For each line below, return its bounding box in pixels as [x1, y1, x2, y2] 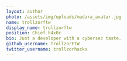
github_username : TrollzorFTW [6, 41, 80, 47]
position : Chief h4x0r [6, 30, 61, 36]
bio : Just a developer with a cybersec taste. [6, 35, 122, 41]
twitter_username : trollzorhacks [6, 46, 88, 52]
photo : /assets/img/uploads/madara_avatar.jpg [6, 14, 122, 20]
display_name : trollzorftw [6, 24, 72, 31]
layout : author [6, 8, 43, 15]
